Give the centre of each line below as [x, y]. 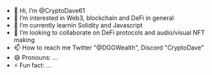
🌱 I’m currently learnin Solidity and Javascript [78, 25]
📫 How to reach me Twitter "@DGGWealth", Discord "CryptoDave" [109, 47]
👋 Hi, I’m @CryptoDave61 [49, 11]
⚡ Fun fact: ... [32, 65]
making [24, 40]
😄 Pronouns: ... [36, 57]
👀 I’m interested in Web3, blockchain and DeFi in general [94, 18]
